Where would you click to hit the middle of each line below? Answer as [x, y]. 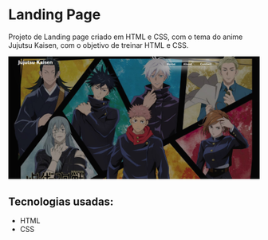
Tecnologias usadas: [61, 201]
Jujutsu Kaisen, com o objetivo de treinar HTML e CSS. [99, 45]
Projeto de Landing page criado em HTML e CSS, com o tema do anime [126, 37]
